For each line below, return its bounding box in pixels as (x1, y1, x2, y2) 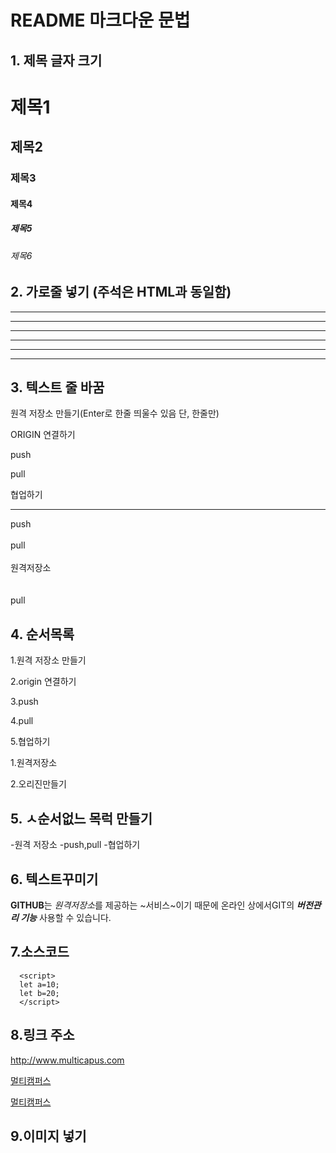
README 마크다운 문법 (10, 9, 191, 32)
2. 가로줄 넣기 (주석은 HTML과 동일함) (10, 284, 232, 301)
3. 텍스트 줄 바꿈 (10, 379, 105, 396)
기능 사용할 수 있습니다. (20, 911, 112, 923)
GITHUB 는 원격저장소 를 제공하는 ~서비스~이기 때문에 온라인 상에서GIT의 (10, 899, 295, 911)
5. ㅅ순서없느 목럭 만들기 (10, 810, 153, 827)
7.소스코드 (10, 944, 70, 961)
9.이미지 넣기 (10, 1127, 87, 1145)
